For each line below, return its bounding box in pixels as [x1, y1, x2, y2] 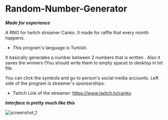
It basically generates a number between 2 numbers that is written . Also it [5, 54, 160, 61]
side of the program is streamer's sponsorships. [5, 80, 105, 86]
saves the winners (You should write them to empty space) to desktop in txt [5, 59, 163, 66]
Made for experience [5, 20, 51, 26]
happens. [5, 35, 25, 41]
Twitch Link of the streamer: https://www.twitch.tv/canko [12, 90, 132, 96]
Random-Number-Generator [5, 3, 128, 15]
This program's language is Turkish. [12, 44, 88, 50]
